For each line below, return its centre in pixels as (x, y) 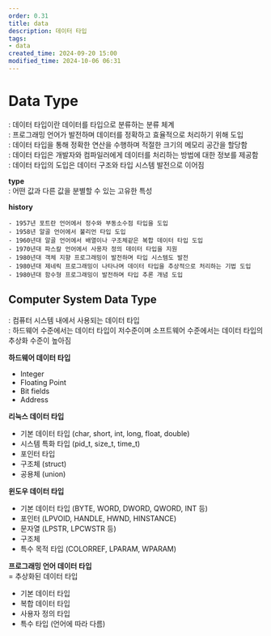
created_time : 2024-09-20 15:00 (63, 53)
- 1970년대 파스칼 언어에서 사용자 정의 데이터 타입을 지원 (93, 249)
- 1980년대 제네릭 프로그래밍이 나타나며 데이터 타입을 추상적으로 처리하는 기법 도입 (130, 266)
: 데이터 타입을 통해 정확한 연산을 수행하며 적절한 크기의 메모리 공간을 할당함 (128, 144)
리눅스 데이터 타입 (36, 416)
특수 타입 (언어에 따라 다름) (63, 623)
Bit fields (35, 391)
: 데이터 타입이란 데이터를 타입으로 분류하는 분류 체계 (91, 124)
